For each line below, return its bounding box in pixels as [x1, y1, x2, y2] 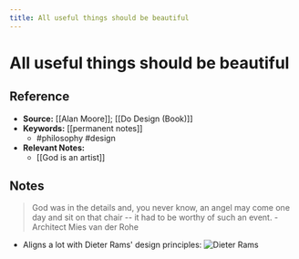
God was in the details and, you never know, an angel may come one [31, 202, 290, 213]
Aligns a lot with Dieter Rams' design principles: [22, 239, 202, 251]
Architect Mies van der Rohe [31, 222, 139, 233]
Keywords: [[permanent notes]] [22, 122, 143, 133]
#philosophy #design [36, 132, 116, 143]
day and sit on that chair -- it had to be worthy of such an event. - [31, 212, 279, 223]
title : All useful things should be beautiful [9, 13, 190, 23]
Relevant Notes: [22, 142, 85, 153]
